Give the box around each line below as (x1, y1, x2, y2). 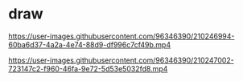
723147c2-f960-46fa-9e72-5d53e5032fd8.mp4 (8, 63, 168, 73)
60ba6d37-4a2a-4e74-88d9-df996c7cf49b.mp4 (8, 39, 171, 49)
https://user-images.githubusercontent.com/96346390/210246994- (8, 31, 235, 41)
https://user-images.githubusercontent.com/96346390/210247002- (8, 55, 235, 65)
